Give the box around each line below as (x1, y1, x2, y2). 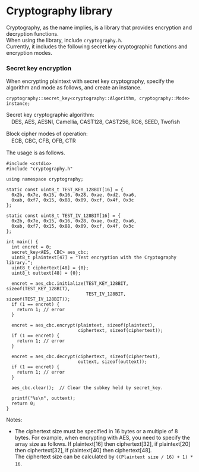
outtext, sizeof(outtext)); (78, 359, 147, 365)
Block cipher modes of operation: (6, 130, 88, 138)
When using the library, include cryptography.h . (6, 36, 123, 44)
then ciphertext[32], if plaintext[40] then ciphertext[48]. (14, 447, 152, 454)
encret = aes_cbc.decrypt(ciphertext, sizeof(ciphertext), (11, 353, 161, 360)
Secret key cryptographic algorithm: (6, 111, 94, 119)
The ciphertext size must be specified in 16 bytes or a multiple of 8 (14, 428, 178, 435)
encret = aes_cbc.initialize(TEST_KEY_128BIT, (11, 281, 129, 287)
